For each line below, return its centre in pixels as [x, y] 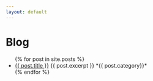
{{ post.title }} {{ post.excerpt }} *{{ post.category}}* [81, 65]
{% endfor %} [32, 72]
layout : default [26, 12]
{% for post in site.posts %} [50, 59]
